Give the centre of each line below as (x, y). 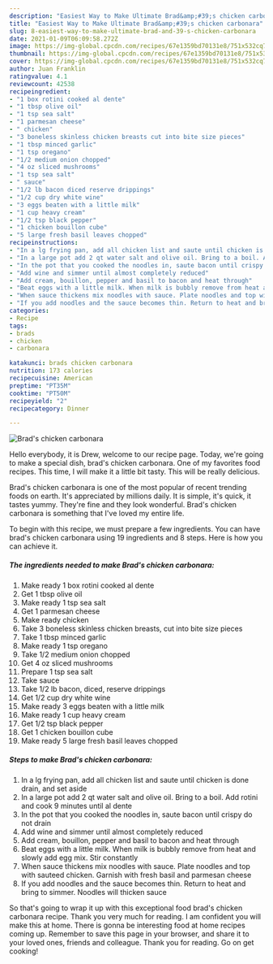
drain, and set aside (54, 788)
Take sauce (40, 680)
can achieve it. (34, 546)
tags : (18, 326)
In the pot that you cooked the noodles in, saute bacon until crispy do (136, 814)
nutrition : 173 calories (51, 371)
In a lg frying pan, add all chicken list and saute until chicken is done (135, 780)
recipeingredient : (40, 91)
